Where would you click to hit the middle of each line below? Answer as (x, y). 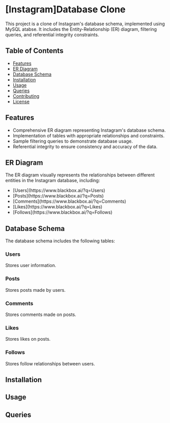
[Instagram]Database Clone (66, 10)
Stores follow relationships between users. (50, 363)
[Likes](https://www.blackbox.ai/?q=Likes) (57, 207)
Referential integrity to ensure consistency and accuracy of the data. (85, 146)
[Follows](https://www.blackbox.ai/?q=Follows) (62, 213)
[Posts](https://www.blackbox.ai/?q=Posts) (58, 196)
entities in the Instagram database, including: (53, 181)
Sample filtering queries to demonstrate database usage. (73, 141)
